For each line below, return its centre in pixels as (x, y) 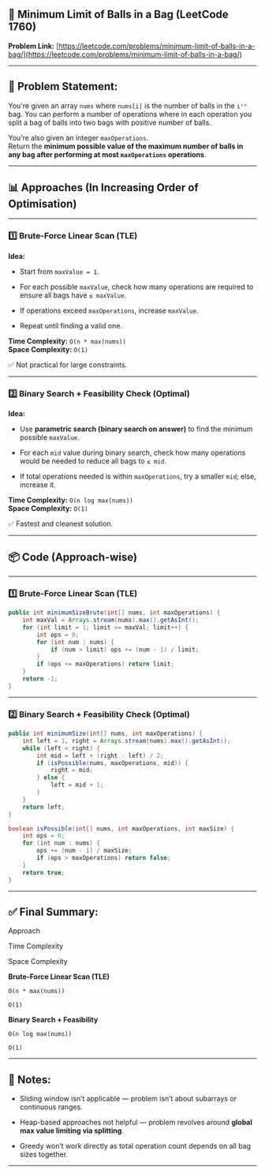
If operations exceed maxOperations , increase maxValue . (109, 310)
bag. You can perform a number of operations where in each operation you (130, 114)
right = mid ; (71, 771)
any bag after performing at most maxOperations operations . (107, 154)
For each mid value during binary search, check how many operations (132, 453)
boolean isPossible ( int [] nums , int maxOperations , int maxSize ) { (121, 829)
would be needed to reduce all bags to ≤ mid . (93, 461)
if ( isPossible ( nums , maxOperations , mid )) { (113, 763)
